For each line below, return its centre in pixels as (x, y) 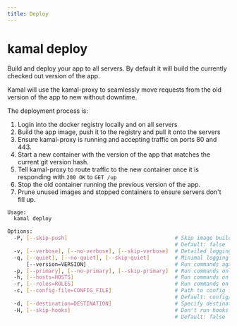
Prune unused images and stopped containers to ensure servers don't (119, 192)
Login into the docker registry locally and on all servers (97, 124)
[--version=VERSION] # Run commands (122, 264)
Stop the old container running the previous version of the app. (109, 184)
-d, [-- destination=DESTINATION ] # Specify (108, 303)
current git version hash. (53, 162)
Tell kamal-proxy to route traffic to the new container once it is (108, 169)
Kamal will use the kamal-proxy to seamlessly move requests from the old (115, 90)
